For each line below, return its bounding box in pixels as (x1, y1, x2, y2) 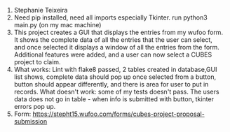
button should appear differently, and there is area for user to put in (13, 80, 209, 88)
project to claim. (13, 58, 61, 66)
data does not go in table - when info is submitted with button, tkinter (13, 95, 214, 103)
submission (13, 117, 48, 125)
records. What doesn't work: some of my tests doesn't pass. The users (13, 87, 219, 96)
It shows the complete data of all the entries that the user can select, (13, 36, 212, 44)
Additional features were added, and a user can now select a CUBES (13, 50, 212, 59)
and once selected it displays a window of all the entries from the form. (13, 43, 219, 51)
